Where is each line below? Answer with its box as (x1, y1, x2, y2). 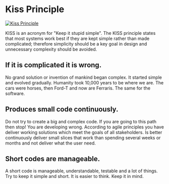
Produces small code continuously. (5, 105, 119, 114)
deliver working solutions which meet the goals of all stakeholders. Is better (5, 129, 162, 135)
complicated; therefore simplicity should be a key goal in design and (5, 40, 147, 47)
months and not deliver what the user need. (5, 140, 96, 146)
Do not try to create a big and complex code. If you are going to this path (5, 118, 157, 124)
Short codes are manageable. (5, 154, 100, 163)
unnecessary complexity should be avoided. (5, 46, 97, 52)
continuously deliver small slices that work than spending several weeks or (5, 134, 161, 141)
